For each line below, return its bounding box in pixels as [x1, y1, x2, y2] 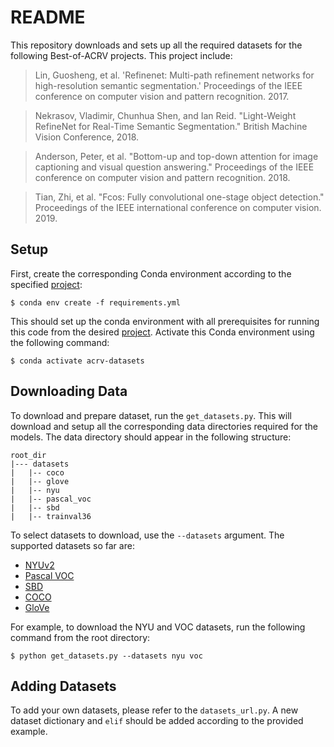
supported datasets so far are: [10, 539, 135, 551]
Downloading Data [10, 383, 128, 400]
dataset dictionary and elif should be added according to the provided [10, 715, 304, 727]
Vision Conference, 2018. [34, 131, 140, 143]
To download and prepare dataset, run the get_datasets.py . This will [10, 409, 292, 421]
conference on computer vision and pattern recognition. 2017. [34, 90, 290, 102]
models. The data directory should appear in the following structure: [10, 431, 292, 443]
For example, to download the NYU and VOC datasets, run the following [10, 621, 306, 633]
